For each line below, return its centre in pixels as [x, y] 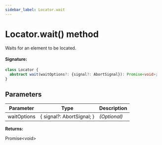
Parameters [23, 94]
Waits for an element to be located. [41, 48]
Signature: [16, 59]
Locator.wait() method [52, 34]
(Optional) [111, 117]
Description [113, 108]
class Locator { [22, 70]
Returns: [14, 129]
